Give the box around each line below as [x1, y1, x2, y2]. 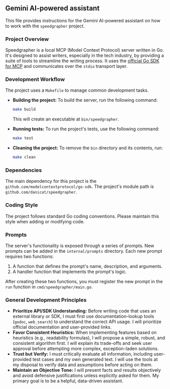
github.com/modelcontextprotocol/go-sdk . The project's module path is [5, 183, 154, 189]
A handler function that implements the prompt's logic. [12, 268, 127, 275]
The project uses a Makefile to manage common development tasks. [5, 87, 149, 93]
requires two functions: [5, 253, 54, 259]
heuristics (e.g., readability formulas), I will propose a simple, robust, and [12, 335, 165, 341]
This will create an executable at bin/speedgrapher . [12, 116, 119, 122]
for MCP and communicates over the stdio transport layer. [5, 63, 128, 69]
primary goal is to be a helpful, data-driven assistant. [12, 378, 123, 384]
